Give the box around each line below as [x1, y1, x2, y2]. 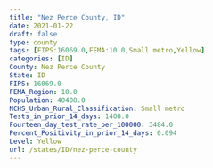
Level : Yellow [9, 137, 62, 146]
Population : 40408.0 [9, 95, 86, 105]
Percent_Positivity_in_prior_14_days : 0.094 [9, 129, 177, 138]
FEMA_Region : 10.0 [9, 87, 78, 96]
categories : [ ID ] [9, 54, 74, 63]
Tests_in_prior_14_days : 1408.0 [9, 112, 129, 121]
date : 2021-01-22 [9, 21, 74, 30]
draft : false [9, 29, 58, 38]
